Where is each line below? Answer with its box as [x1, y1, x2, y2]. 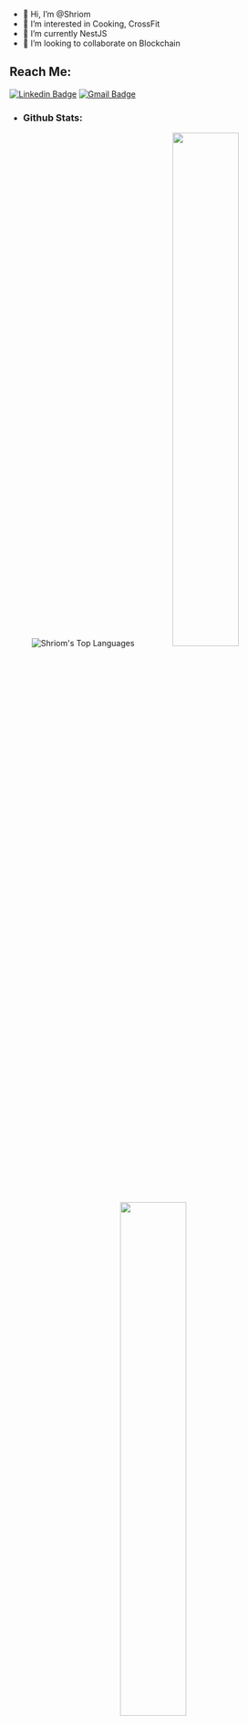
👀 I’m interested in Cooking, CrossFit [22, 18, 160, 29]
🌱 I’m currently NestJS [22, 28, 108, 38]
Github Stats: [22, 111, 83, 123]
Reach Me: [9, 64, 71, 80]
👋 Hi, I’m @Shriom [22, 9, 91, 19]
